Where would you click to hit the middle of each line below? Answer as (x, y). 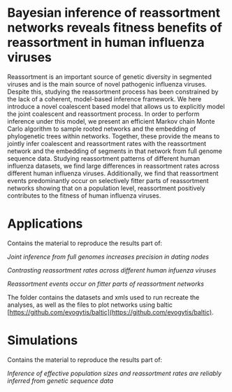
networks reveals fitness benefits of (115, 28)
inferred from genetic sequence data (60, 380)
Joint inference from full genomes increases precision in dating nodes (108, 256)
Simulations (43, 341)
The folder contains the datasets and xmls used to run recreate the (103, 297)
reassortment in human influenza (106, 43)
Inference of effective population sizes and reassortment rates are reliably (115, 373)
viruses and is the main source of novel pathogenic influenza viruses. (107, 84)
